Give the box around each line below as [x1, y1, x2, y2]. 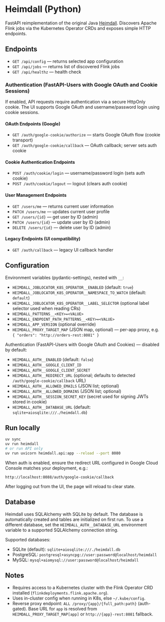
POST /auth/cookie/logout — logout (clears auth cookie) [12, 181, 128, 187]
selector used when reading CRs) [12, 305, 81, 311]
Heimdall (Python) [5, 3, 82, 15]
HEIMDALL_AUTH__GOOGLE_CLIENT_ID [12, 363, 82, 368]
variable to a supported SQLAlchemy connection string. [5, 527, 119, 533]
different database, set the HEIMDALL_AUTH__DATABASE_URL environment [5, 521, 147, 527]
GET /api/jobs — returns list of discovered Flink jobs [12, 63, 120, 69]
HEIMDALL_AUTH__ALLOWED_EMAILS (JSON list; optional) [12, 382, 119, 389]
